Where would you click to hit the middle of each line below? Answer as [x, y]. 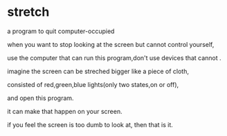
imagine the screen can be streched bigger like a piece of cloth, [98, 71]
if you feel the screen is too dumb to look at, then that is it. [90, 124]
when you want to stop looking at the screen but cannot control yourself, [111, 44]
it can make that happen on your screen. [65, 111]
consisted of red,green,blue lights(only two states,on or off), [93, 84]
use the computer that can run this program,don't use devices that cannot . [114, 58]
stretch [28, 12]
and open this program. [40, 98]
